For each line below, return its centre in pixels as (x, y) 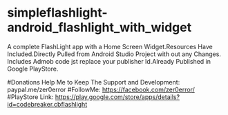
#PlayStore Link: (30, 97)
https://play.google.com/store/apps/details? (117, 97)
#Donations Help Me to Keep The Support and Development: (94, 82)
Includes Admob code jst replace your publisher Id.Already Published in (109, 61)
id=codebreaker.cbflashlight (47, 104)
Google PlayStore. (33, 69)
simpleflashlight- (58, 13)
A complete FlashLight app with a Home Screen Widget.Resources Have (110, 46)
